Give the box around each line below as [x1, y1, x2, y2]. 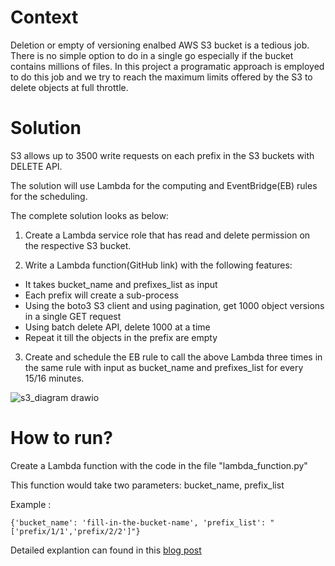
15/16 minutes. [24, 372, 85, 384]
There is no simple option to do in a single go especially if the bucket [10, 49, 294, 61]
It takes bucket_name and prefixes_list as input [24, 278, 218, 290]
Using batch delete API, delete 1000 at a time [24, 321, 211, 333]
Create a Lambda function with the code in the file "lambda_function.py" [10, 459, 308, 471]
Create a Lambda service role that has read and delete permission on [24, 229, 311, 241]
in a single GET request [24, 310, 122, 322]
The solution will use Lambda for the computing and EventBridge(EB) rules [10, 179, 318, 191]
